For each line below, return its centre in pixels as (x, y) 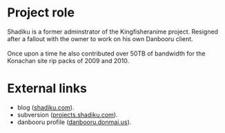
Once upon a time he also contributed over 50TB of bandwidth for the (106, 53)
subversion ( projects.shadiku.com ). (67, 114)
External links (47, 89)
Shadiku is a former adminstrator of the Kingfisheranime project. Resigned (113, 32)
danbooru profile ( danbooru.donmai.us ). (74, 122)
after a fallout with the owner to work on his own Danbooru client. (100, 38)
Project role (41, 13)
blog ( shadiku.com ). (46, 107)
